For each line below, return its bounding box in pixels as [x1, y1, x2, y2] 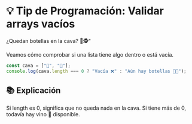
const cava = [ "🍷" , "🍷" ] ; [6, 63, 71, 69]
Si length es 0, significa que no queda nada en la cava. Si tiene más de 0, [6, 104, 187, 111]
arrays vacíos [6, 17, 75, 31]
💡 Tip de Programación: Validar [6, 4, 164, 18]
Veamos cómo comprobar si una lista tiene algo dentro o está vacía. [6, 51, 174, 58]
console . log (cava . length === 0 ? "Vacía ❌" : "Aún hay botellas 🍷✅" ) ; [6, 68, 187, 74]
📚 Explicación [6, 85, 61, 96]
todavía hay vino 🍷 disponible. [6, 110, 80, 117]
